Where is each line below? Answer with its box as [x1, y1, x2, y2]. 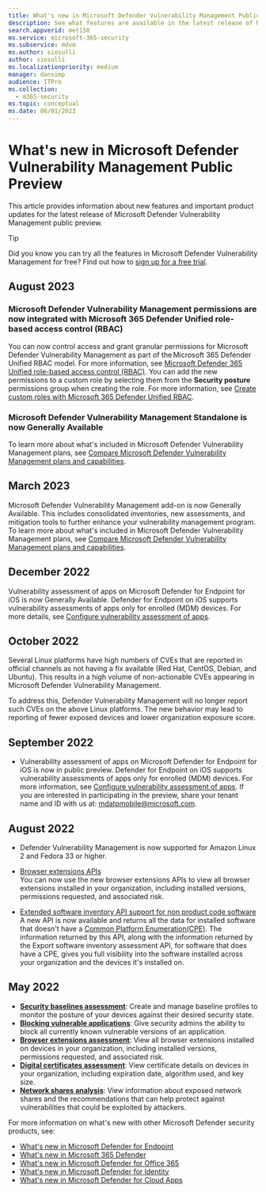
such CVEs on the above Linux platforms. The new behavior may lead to [8, 704, 244, 714]
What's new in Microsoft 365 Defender [19, 1149, 146, 1160]
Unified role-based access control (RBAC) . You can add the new [8, 366, 218, 376]
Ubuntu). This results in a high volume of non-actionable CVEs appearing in [8, 672, 255, 681]
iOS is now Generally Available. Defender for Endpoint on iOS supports [8, 594, 238, 604]
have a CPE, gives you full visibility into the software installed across [19, 949, 243, 959]
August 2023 [8, 280, 75, 294]
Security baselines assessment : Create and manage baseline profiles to [19, 1001, 258, 1011]
